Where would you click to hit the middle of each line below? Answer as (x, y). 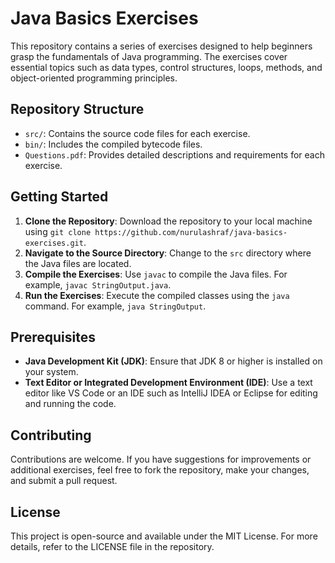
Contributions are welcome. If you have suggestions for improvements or (161, 459)
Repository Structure (77, 109)
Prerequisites (53, 337)
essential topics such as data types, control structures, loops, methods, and (166, 67)
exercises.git (54, 243)
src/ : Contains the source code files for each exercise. (137, 133)
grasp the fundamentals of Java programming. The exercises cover (149, 56)
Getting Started (59, 197)
